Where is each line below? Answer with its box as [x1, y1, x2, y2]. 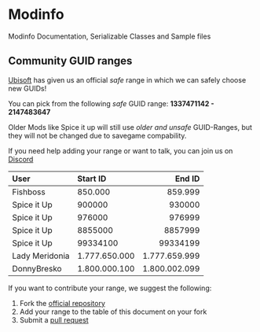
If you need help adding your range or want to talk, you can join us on [8, 146, 233, 155]
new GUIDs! [8, 83, 47, 93]
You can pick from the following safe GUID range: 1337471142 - [8, 98, 214, 108]
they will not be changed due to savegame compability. [8, 131, 187, 140]
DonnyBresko [12, 263, 62, 274]
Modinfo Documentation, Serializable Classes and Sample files [8, 31, 211, 41]
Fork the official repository [19, 298, 106, 308]
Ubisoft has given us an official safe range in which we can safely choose [8, 75, 247, 84]
